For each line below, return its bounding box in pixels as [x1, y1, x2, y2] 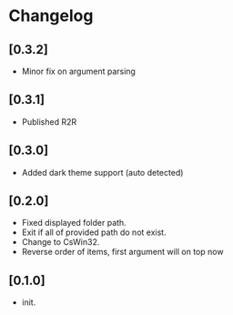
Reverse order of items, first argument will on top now [21, 247, 224, 258]
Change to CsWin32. [21, 237, 100, 248]
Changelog [8, 5, 94, 26]
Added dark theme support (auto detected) [21, 167, 184, 178]
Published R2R [21, 116, 77, 127]
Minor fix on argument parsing [21, 66, 136, 76]
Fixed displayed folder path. [21, 218, 127, 229]
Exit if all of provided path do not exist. [21, 227, 167, 238]
